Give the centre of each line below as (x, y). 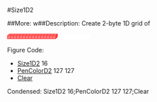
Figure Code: (26, 50)
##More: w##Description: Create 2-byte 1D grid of (78, 23)
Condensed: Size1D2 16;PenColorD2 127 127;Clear (78, 91)
